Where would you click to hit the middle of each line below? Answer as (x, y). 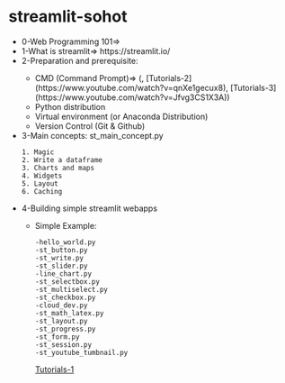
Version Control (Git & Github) (90, 126)
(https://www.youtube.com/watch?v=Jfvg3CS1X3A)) (132, 97)
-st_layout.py (61, 321)
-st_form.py (57, 337)
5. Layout (40, 183)
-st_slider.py (61, 266)
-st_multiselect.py (71, 289)
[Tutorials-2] (169, 78)
